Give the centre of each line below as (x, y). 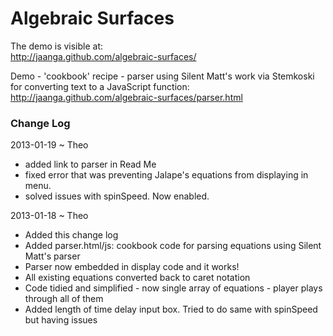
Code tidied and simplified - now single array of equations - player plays (173, 288)
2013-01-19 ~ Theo (49, 145)
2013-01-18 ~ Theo (49, 216)
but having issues (61, 320)
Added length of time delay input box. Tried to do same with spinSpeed (171, 309)
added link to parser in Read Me (90, 164)
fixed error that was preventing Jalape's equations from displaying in (166, 175)
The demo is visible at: (57, 46)
